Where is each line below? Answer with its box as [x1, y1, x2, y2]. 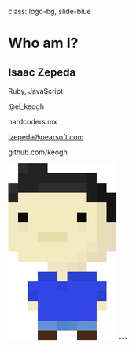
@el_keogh [8, 102, 45, 111]
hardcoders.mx [8, 117, 57, 126]
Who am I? [8, 35, 79, 52]
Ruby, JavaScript [8, 87, 64, 95]
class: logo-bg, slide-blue [8, 7, 92, 16]
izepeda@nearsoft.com [8, 132, 84, 141]
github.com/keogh [8, 147, 68, 157]
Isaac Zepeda [8, 65, 76, 79]
